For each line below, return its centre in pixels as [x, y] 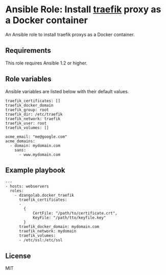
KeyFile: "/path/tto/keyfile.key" [69, 218]
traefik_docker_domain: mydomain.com [59, 227]
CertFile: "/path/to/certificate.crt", [75, 214]
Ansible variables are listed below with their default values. [67, 91]
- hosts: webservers [27, 186]
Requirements [28, 50]
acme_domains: [20, 141]
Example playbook [35, 170]
